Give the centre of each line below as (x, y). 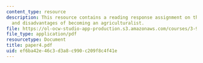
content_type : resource (36, 12)
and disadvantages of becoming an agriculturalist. (78, 23)
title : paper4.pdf (29, 46)
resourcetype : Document (36, 40)
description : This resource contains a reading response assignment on (98, 17)
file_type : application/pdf (42, 34)
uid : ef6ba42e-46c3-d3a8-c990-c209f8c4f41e (62, 51)
